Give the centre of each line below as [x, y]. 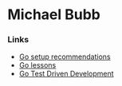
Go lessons [37, 65]
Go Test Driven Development [66, 74]
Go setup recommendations [65, 57]
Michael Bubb [54, 15]
